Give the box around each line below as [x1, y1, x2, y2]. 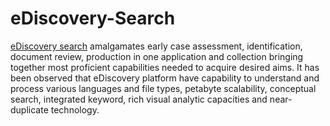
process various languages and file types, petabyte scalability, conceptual [10, 82, 317, 94]
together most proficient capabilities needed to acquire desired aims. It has [10, 61, 320, 73]
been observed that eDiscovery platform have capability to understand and [10, 72, 320, 84]
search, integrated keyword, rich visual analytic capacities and [10, 93, 268, 105]
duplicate [10, 103, 49, 116]
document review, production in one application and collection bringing [10, 50, 304, 62]
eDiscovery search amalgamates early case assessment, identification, [10, 40, 303, 52]
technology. [50, 103, 100, 116]
